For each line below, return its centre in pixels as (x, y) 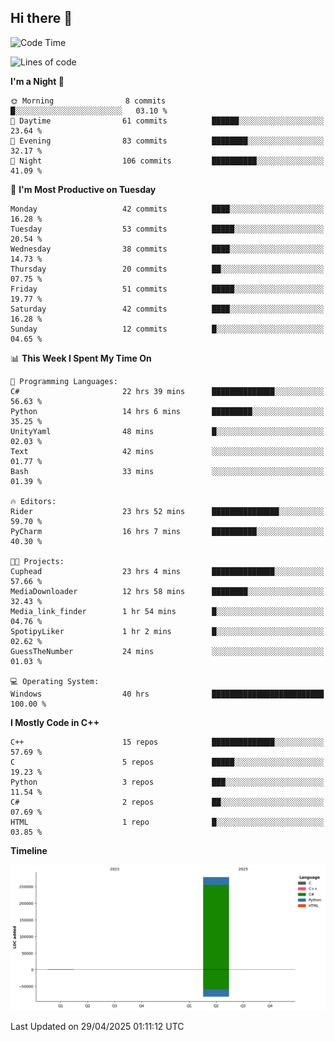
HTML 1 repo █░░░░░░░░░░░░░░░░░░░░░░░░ (167, 822)
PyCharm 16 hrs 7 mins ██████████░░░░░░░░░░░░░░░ (167, 531)
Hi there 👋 (41, 18)
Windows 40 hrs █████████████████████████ (167, 694)
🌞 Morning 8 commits (88, 101)
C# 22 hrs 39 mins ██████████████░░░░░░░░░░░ (167, 391)
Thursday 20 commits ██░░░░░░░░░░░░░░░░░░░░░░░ (167, 269)
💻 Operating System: (55, 681)
